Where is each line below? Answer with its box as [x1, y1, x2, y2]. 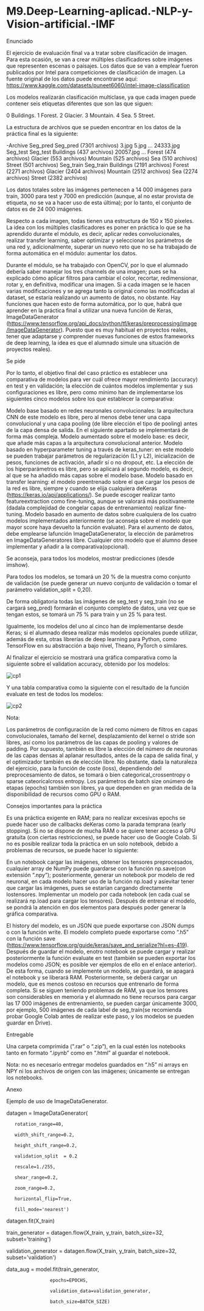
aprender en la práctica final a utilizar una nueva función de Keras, [6, 307, 174, 314]
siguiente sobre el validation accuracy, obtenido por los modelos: [6, 660, 170, 667]
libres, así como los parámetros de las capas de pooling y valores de [6, 739, 178, 746]
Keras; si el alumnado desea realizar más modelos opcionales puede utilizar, [6, 629, 198, 636]
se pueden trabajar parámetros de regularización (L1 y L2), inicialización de [6, 452, 195, 460]
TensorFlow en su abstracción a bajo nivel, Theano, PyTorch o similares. [6, 642, 188, 649]
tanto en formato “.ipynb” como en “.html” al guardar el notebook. [6, 1049, 171, 1056]
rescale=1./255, [14, 1164, 56, 1170]
